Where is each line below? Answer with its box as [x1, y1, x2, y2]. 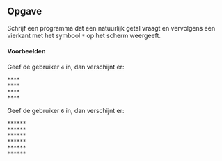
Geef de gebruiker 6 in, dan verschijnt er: [7, 107, 125, 115]
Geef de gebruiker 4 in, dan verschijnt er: [7, 62, 125, 71]
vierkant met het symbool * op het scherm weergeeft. [7, 31, 161, 40]
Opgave [7, 6, 42, 17]
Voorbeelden [7, 47, 46, 56]
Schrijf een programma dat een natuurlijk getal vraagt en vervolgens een [7, 24, 216, 32]
